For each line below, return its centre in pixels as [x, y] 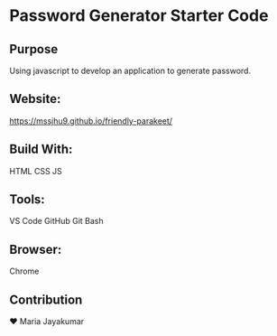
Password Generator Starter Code [139, 16]
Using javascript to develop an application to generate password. [130, 70]
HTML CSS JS [36, 171]
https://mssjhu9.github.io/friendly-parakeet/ [91, 121]
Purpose [34, 49]
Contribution [46, 299]
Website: [35, 99]
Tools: [27, 200]
